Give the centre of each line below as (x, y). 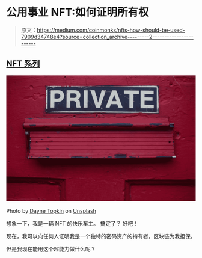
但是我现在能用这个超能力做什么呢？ (51, 249)
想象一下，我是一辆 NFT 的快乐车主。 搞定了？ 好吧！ (72, 224)
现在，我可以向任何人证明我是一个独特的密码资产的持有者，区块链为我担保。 (101, 236)
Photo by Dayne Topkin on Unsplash (51, 211)
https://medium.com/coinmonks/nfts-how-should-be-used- (111, 30)
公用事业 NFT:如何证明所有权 (78, 12)
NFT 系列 (23, 64)
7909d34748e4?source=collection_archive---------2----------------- (107, 37)
